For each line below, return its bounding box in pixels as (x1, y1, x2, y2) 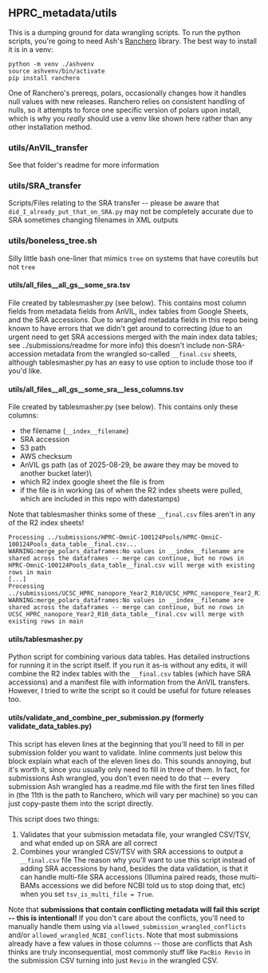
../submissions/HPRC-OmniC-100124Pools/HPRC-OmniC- (47, 533, 223, 542)
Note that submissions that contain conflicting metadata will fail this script (8, 904, 260, 914)
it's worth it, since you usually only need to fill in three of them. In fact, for (8, 764, 250, 774)
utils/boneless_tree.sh (8, 235, 97, 246)
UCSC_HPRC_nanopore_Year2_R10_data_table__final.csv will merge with (8, 611, 245, 619)
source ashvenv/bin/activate (8, 67, 105, 75)
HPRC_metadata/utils (8, 6, 117, 20)
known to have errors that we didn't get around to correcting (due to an (8, 323, 242, 333)
